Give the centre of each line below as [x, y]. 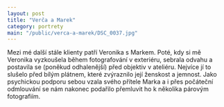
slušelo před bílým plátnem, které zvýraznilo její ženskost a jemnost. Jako [112, 75]
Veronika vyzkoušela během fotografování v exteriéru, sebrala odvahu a [110, 60]
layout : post [26, 13]
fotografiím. [24, 97]
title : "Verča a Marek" [42, 20]
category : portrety [35, 26]
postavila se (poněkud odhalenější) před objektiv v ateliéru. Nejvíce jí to [109, 67]
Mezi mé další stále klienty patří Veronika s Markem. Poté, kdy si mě [104, 52]
